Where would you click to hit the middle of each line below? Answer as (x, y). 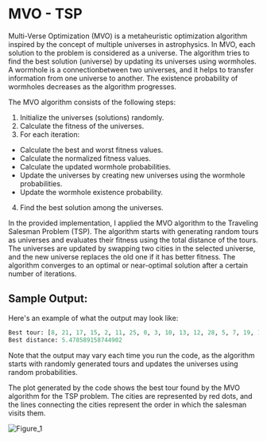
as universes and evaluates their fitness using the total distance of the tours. (133, 240)
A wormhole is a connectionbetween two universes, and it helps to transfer (131, 69)
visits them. (27, 413)
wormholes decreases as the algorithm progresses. (93, 86)
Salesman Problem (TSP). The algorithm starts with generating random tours (133, 231)
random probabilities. (43, 372)
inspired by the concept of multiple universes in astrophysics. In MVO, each (132, 44)
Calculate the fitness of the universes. (82, 126)
